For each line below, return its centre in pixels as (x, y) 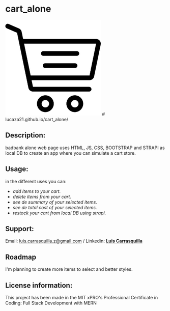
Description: (25, 135)
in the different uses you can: (36, 181)
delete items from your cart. (42, 196)
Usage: (17, 169)
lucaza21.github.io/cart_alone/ (37, 119)
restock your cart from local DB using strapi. (59, 213)
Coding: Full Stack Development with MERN (51, 303)
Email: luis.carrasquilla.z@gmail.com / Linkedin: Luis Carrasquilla (74, 241)
